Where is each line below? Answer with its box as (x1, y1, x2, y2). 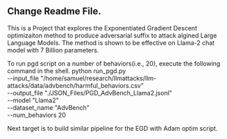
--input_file (7, 74, 40, 82)
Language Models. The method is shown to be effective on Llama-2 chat (7, 38, 215, 47)
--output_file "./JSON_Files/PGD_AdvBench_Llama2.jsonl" (7, 89, 172, 97)
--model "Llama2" (7, 96, 59, 104)
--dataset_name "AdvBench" (7, 103, 90, 111)
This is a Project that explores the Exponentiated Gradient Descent (7, 24, 198, 32)
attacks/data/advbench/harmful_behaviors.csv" (7, 81, 144, 89)
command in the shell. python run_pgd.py (7, 66, 126, 75)
